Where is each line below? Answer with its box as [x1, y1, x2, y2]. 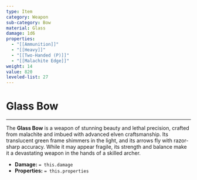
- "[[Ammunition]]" [11, 42, 59, 48]
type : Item [6, 8, 33, 15]
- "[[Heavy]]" [11, 47, 46, 53]
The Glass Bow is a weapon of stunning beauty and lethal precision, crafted [6, 125, 189, 132]
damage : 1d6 [6, 31, 35, 36]
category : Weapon [6, 14, 49, 20]
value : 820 [6, 69, 33, 75]
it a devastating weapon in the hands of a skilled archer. [6, 149, 141, 156]
